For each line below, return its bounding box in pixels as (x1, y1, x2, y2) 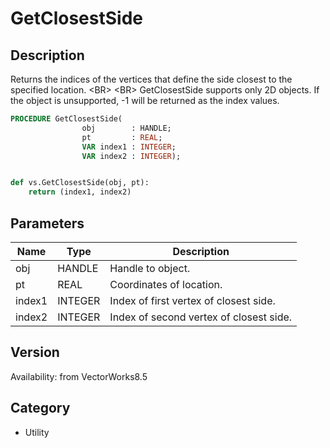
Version (10, 344, 60, 361)
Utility (24, 426, 50, 438)
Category (10, 400, 71, 417)
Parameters (10, 215, 85, 232)
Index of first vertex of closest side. (109, 293, 276, 307)
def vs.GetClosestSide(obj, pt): (10, 178, 150, 188)
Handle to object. (109, 261, 191, 275)
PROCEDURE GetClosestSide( (10, 114, 123, 124)
